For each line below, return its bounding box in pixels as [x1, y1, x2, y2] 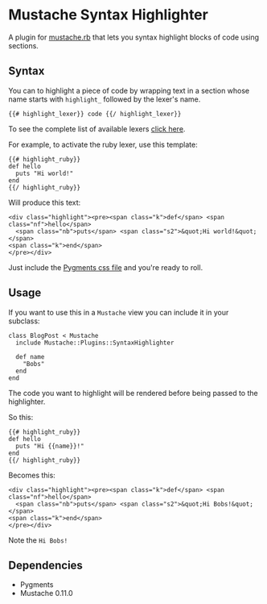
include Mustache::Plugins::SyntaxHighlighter [15, 339, 175, 347]
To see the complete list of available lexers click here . [8, 123, 186, 134]
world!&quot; [213, 227, 257, 235]
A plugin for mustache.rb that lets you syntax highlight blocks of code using [8, 32, 260, 42]
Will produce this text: [8, 198, 81, 207]
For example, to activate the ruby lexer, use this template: [8, 140, 199, 149]
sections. [8, 40, 39, 50]
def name [15, 352, 45, 360]
